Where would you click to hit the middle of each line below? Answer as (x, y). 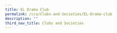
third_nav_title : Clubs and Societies (44, 23)
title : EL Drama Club (27, 9)
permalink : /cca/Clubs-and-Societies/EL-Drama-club (58, 14)
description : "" (21, 18)
